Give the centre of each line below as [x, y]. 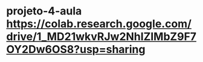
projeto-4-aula [44, 11]
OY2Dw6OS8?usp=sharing [76, 50]
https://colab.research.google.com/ [99, 24]
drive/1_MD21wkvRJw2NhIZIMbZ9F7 [101, 37]
